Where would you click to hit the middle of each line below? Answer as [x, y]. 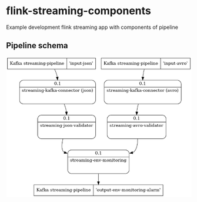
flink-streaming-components [79, 11]
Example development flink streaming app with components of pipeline [92, 27]
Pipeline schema [37, 46]
